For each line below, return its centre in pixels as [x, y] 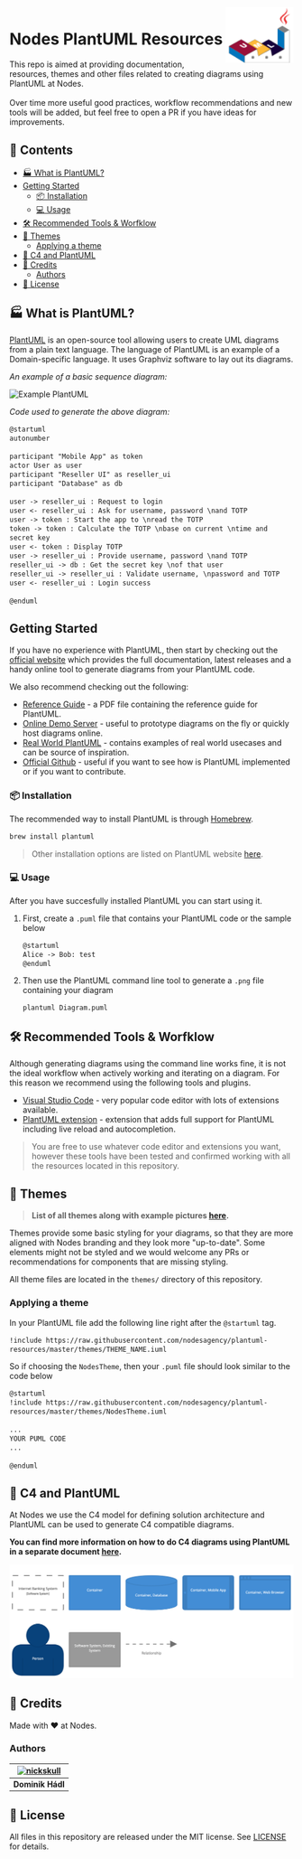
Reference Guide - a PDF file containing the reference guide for [140, 704]
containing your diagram [68, 990]
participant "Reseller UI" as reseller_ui [90, 474]
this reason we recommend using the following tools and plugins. [130, 1083]
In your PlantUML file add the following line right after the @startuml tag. [143, 1322]
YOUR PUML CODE [38, 1439]
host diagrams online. [63, 733]
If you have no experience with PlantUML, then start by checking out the [144, 650]
